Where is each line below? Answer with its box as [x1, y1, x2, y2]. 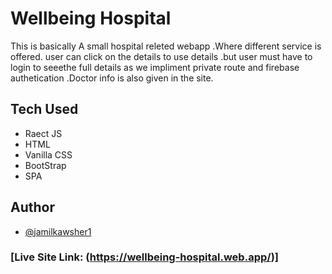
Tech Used [10, 101, 79, 118]
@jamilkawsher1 [24, 225, 92, 237]
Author [10, 199, 55, 216]
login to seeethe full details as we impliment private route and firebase [10, 61, 300, 73]
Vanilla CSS [24, 148, 73, 161]
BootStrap [24, 159, 67, 171]
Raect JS [24, 127, 63, 139]
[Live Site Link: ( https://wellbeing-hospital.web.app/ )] [10, 250, 279, 264]
